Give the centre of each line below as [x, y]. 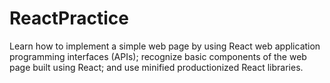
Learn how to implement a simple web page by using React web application [165, 46]
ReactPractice [69, 18]
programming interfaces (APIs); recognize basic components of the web [158, 56]
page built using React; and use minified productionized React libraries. [156, 67]
